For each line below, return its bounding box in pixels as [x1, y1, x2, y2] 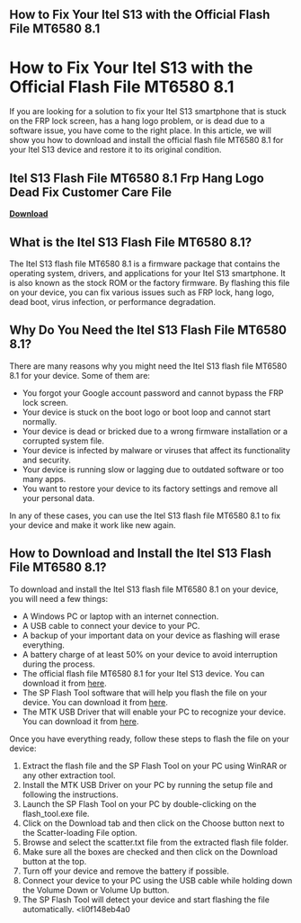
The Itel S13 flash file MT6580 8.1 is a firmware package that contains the [9, 258, 280, 269]
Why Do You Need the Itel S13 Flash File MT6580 [9, 323, 288, 338]
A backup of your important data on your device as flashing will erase [22, 630, 280, 641]
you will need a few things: [9, 593, 109, 604]
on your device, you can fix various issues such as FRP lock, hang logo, [9, 287, 275, 298]
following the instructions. [22, 789, 119, 800]
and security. [22, 454, 72, 465]
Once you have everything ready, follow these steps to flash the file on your [9, 733, 290, 744]
